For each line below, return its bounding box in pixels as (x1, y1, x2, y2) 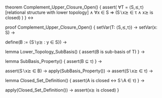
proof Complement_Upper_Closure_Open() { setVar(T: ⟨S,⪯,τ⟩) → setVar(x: (5, 24, 158, 30)
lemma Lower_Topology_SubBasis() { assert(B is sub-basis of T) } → (5, 49, 146, 54)
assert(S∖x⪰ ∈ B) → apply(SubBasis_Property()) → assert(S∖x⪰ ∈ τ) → (5, 68, 154, 74)
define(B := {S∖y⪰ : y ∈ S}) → (5, 39, 67, 45)
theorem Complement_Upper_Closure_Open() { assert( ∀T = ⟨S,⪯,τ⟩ (5, 4, 144, 10)
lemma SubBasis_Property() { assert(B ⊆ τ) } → (5, 58, 102, 64)
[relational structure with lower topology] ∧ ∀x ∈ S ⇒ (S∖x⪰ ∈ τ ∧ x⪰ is (5, 9, 154, 15)
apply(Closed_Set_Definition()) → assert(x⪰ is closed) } (5, 87, 120, 93)
